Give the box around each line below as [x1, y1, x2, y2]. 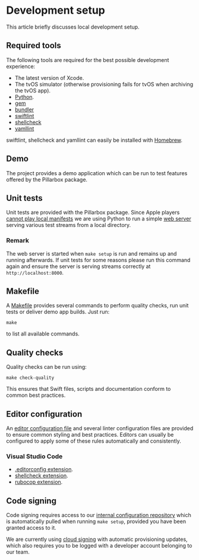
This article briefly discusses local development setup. [6, 23, 140, 30]
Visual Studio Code [6, 452, 63, 461]
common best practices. [6, 391, 66, 399]
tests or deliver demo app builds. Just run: [6, 308, 110, 316]
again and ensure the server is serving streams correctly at [6, 263, 151, 270]
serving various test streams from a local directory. [6, 222, 131, 229]
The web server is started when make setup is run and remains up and [6, 250, 177, 257]
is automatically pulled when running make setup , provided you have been [6, 518, 186, 525]
